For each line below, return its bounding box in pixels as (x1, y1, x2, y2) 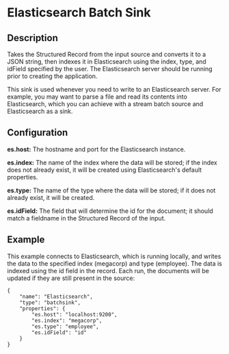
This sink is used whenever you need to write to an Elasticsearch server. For (7, 86, 221, 93)
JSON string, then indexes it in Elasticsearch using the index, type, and (7, 58, 206, 66)
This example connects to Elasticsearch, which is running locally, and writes (7, 252, 221, 260)
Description (7, 32, 58, 44)
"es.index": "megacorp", (31, 317, 103, 324)
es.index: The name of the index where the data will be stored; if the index (7, 158, 217, 166)
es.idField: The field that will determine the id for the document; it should (7, 207, 213, 215)
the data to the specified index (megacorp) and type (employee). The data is (7, 259, 222, 268)
